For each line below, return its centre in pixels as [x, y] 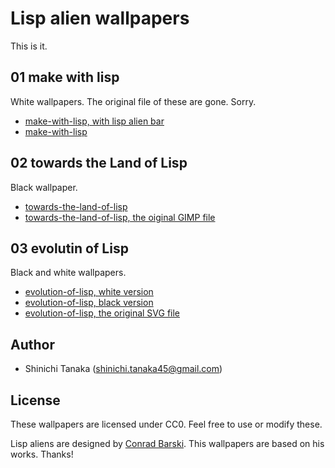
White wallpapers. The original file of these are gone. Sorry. [133, 101]
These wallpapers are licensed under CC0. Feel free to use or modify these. [166, 424]
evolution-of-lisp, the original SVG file [102, 313]
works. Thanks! [42, 454]
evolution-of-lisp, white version [89, 292]
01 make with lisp [65, 77]
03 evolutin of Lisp [69, 248]
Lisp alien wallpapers [100, 18]
